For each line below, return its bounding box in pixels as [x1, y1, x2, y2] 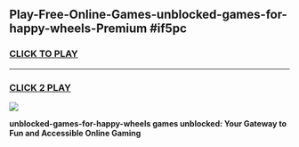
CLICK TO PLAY [9, 48, 78, 61]
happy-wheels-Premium [9, 21, 148, 37]
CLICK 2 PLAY [9, 81, 71, 94]
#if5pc [149, 21, 187, 37]
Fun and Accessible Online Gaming [9, 127, 141, 138]
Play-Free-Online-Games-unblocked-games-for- [9, 7, 287, 22]
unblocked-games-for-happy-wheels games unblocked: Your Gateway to [9, 118, 287, 128]
